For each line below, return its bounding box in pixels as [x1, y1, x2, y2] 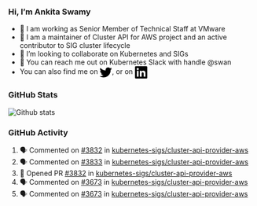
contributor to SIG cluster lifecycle [19, 41, 131, 50]
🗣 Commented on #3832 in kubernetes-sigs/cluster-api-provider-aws [19, 145, 249, 155]
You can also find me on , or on [19, 67, 134, 76]
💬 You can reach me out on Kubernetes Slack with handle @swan [19, 57, 232, 67]
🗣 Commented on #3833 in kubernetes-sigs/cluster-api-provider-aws [19, 156, 249, 167]
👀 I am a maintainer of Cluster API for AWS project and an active [19, 32, 228, 42]
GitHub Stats [8, 90, 58, 101]
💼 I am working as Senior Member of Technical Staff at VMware [19, 24, 226, 34]
